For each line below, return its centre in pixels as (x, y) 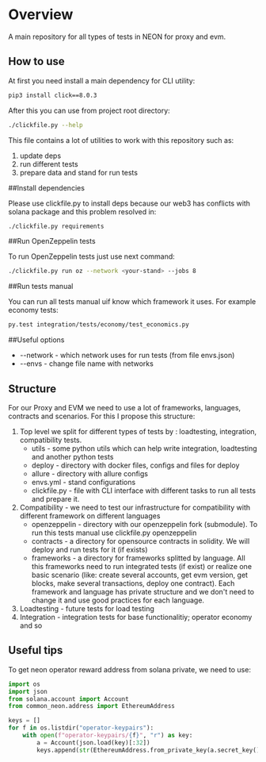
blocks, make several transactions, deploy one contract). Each (133, 583)
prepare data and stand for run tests (79, 172)
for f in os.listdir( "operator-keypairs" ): (81, 728)
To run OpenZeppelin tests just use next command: (92, 256)
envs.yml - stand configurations (84, 482)
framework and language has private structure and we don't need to (143, 591)
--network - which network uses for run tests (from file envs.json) (127, 356)
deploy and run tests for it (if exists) (89, 549)
